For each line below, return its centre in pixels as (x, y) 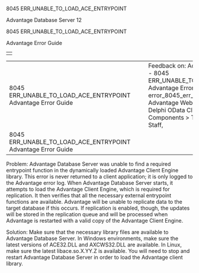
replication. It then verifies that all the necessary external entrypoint (89, 195)
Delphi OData (166, 110)
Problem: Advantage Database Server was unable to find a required (89, 164)
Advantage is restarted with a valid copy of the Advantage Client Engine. (95, 221)
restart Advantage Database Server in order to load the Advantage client (94, 257)
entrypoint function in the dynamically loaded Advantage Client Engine (92, 170)
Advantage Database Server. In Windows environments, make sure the (92, 238)
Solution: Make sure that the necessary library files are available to (87, 232)
